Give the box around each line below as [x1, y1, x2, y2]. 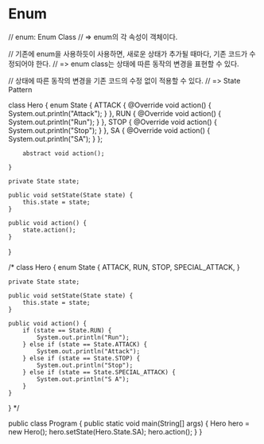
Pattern [8, 84, 33, 94]
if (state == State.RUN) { [22, 326, 112, 334]
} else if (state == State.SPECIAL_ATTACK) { [22, 368, 177, 376]
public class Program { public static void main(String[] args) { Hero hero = [8, 419, 250, 428]
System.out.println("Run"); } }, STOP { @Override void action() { [8, 117, 217, 127]
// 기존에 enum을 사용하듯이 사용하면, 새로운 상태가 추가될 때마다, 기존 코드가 [8, 49, 248, 58]
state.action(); [22, 226, 77, 234]
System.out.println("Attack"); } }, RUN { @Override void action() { [8, 108, 221, 118]
